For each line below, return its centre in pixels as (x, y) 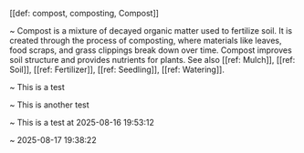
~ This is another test (49, 105)
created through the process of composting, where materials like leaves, (146, 41)
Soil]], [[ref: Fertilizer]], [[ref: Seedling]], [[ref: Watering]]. (117, 69)
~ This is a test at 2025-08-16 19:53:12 (82, 122)
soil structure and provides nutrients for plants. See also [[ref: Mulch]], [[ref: (152, 60)
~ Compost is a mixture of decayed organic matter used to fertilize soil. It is (151, 31)
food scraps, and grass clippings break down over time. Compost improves (151, 50)
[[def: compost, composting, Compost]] (84, 13)
